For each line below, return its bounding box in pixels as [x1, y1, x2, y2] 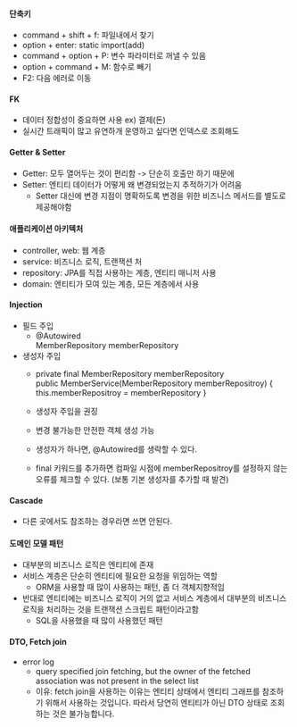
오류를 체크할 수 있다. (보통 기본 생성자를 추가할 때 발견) [35, 474, 229, 485]
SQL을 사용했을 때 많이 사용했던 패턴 [35, 615, 163, 626]
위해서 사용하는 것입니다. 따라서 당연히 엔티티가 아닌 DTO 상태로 [45, 697, 268, 707]
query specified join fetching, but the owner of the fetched [35, 665, 252, 676]
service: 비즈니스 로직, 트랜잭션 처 [21, 255, 143, 267]
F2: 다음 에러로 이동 [21, 72, 92, 84]
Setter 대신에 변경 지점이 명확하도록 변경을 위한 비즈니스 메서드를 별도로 [35, 190, 287, 201]
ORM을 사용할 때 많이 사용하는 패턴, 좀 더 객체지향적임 [35, 581, 225, 593]
